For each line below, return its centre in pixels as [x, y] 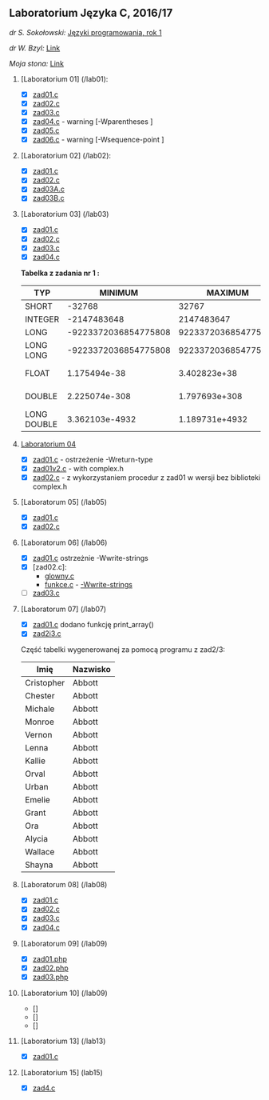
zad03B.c [48, 198]
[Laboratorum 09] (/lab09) [64, 943]
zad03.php [50, 977]
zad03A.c [48, 189]
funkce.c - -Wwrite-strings [88, 585]
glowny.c [59, 576]
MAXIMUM [228, 293]
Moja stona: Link [37, 63]
